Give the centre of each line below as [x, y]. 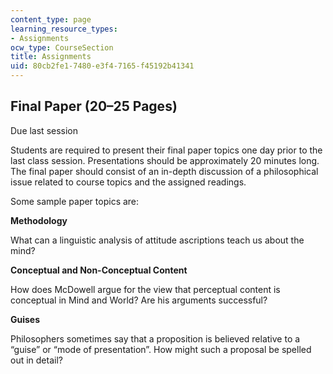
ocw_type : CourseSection [62, 47]
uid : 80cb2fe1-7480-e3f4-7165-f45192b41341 [102, 66]
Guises [25, 319]
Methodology [39, 220]
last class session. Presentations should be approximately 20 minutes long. [165, 160]
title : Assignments [51, 57]
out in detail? [36, 360]
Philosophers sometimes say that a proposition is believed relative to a [155, 338]
